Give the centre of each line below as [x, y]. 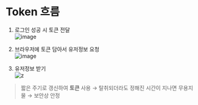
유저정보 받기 [30, 68]
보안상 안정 [47, 95]
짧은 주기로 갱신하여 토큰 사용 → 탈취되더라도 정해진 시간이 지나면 [99, 87]
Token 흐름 [33, 12]
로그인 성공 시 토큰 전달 [42, 30]
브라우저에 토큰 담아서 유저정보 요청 [57, 49]
